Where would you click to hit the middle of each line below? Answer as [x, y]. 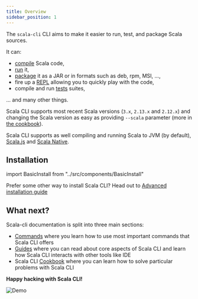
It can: [14, 51]
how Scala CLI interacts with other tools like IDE [73, 255]
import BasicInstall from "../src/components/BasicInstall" [75, 174]
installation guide [27, 192]
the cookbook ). [25, 123]
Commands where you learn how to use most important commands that [102, 236]
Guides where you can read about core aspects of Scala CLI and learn [100, 249]
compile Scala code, [40, 63]
